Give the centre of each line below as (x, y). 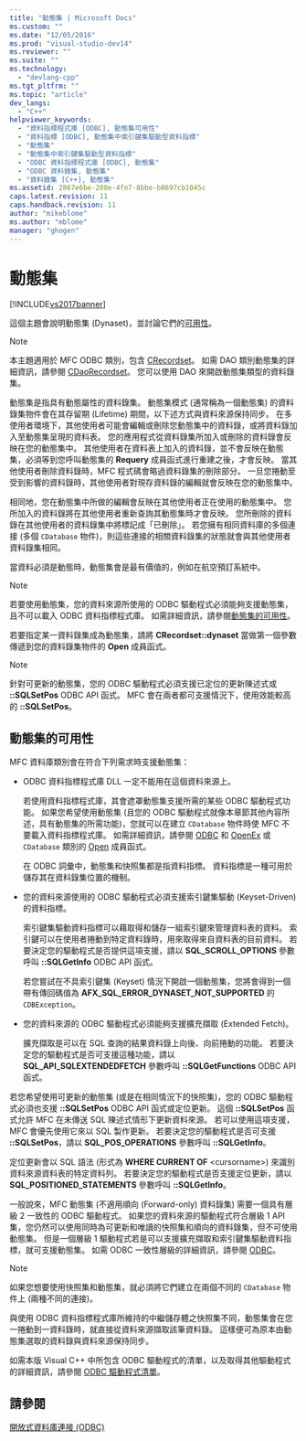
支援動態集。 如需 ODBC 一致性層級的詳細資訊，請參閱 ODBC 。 (161, 1250)
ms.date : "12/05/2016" (53, 35)
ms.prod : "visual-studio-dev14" (71, 43)
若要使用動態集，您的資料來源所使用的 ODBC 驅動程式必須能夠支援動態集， (152, 604)
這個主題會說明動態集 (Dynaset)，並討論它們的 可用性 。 (113, 323)
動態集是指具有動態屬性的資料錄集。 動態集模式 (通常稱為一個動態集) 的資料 (152, 402)
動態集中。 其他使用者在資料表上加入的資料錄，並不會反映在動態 (162, 448)
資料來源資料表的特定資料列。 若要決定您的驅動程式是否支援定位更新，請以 (151, 1174)
